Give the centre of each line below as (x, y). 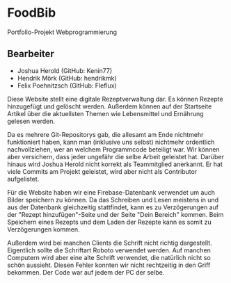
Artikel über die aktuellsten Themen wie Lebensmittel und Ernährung (105, 113)
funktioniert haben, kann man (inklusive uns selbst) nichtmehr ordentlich (111, 142)
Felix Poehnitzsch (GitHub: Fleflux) (67, 86)
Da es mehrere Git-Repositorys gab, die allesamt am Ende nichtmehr (105, 134)
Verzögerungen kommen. (43, 229)
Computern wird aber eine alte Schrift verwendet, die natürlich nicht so (109, 257)
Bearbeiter (31, 54)
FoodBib (32, 13)
